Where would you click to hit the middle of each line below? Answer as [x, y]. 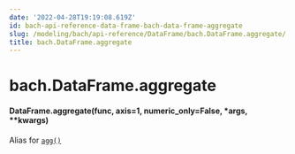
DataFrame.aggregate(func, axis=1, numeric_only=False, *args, [129, 111]
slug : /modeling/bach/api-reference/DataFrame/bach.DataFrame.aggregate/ [148, 34]
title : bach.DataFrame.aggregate [71, 42]
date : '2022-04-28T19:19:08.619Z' [73, 17]
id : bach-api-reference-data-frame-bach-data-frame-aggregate [126, 26]
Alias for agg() [35, 140]
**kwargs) [29, 120]
